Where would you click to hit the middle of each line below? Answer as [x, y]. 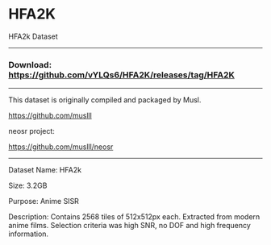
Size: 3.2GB [28, 185]
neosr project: [31, 131]
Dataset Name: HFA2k [45, 170]
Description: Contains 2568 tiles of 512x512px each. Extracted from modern [134, 217]
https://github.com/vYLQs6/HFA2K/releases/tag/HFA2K [122, 75]
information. [29, 234]
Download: [30, 64]
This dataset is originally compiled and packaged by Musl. [105, 100]
